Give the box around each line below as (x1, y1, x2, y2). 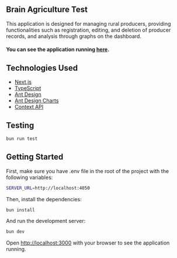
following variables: (6, 174, 53, 181)
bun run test (6, 136, 38, 142)
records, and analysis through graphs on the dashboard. (6, 32, 142, 40)
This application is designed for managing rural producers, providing (6, 20, 171, 27)
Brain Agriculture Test (6, 5, 88, 15)
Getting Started (6, 152, 64, 162)
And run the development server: (6, 218, 86, 225)
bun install (6, 207, 35, 213)
